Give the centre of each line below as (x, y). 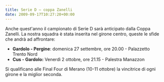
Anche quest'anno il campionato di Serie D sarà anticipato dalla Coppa (78, 28)
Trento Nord (25, 54)
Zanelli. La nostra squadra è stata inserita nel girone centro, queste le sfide (82, 34)
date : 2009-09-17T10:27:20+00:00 (40, 14)
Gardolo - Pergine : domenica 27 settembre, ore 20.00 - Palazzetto (81, 49)
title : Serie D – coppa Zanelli (39, 10)
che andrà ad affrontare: (30, 39)
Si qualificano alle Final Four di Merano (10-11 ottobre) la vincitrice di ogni (80, 69)
